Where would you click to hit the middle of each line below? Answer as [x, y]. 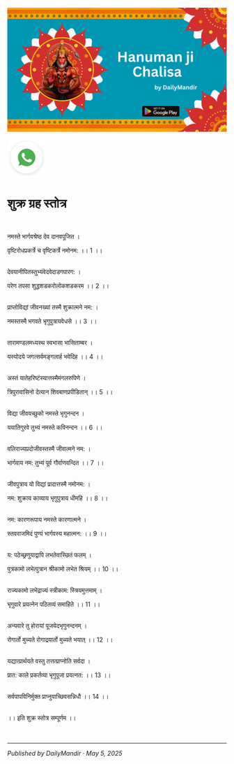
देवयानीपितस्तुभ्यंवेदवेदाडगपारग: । [44, 272]
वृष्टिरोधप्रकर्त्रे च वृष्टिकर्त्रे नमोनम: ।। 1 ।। [55, 251]
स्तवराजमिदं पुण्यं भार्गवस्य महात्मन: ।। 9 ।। [57, 534]
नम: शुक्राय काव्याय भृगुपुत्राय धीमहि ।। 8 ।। [58, 498]
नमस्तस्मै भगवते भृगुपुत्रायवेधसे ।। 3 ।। [52, 322]
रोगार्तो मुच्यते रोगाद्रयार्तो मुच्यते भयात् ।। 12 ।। [60, 640]
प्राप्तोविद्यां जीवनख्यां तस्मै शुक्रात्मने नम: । [53, 308]
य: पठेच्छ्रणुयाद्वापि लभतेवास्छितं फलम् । [49, 555]
